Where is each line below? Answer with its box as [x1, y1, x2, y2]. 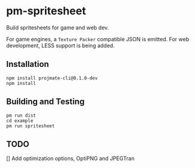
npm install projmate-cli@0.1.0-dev [6, 75, 98, 81]
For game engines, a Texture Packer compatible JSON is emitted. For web [6, 35, 190, 42]
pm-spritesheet [6, 4, 86, 18]
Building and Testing [6, 97, 85, 107]
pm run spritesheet [6, 123, 55, 129]
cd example [6, 118, 34, 124]
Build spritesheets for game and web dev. [6, 24, 109, 31]
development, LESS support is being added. [6, 42, 115, 49]
